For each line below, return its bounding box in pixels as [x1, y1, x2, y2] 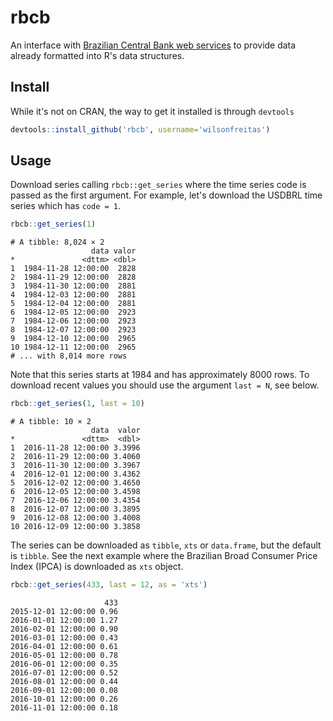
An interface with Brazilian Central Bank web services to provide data [10, 39, 297, 51]
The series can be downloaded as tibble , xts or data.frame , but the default [10, 539, 322, 551]
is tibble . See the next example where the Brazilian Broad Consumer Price [10, 550, 318, 562]
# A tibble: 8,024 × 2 [10, 237, 105, 248]
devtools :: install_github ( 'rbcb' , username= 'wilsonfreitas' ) [10, 124, 271, 135]
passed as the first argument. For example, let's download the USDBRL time [10, 189, 323, 201]
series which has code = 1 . [10, 200, 121, 212]
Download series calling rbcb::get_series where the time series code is [10, 179, 307, 191]
